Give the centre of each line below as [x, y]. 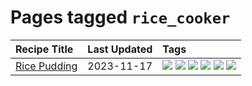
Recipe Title [44, 49]
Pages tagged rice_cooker [120, 17]
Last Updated [120, 49]
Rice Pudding [46, 66]
